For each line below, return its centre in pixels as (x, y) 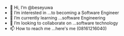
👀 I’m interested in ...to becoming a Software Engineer (64, 13)
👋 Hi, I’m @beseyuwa (31, 8)
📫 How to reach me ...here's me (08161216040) (58, 28)
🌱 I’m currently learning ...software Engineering (58, 18)
